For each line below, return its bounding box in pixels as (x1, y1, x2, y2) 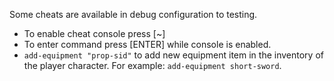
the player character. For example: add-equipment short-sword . (23, 60, 282, 71)
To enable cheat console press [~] (23, 28, 166, 39)
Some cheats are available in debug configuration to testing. (9, 9, 258, 20)
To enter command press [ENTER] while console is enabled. (23, 39, 272, 50)
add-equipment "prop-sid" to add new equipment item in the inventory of (23, 49, 324, 61)
